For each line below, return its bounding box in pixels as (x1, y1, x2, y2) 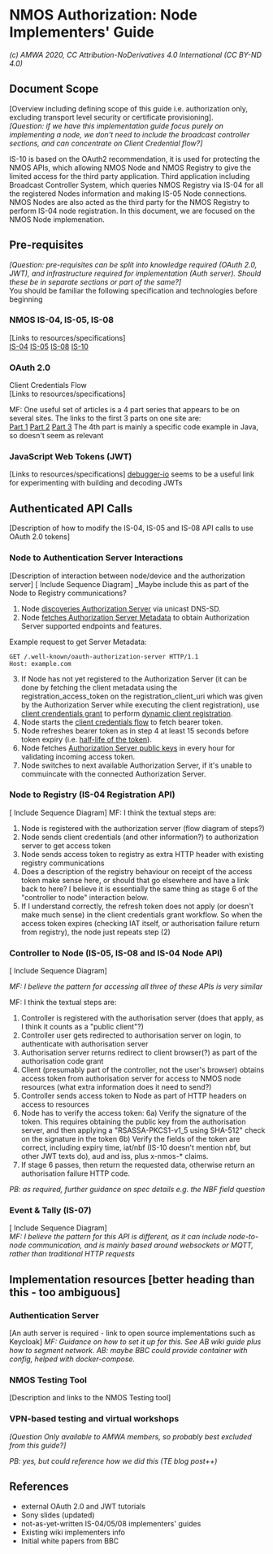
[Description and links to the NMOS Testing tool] (9, 1393, 171, 1403)
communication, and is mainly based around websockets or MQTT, (28, 1240, 254, 1250)
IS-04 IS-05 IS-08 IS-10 (9, 342, 89, 351)
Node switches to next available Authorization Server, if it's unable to (20, 760, 253, 770)
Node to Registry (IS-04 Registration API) (9, 789, 175, 800)
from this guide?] (9, 1440, 67, 1450)
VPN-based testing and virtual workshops (9, 1413, 180, 1425)
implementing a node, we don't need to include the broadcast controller (9, 129, 250, 139)
